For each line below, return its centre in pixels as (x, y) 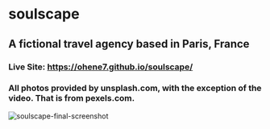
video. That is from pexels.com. (72, 98)
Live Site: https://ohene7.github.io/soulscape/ (101, 67)
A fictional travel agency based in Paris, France (129, 44)
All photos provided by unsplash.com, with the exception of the (135, 88)
